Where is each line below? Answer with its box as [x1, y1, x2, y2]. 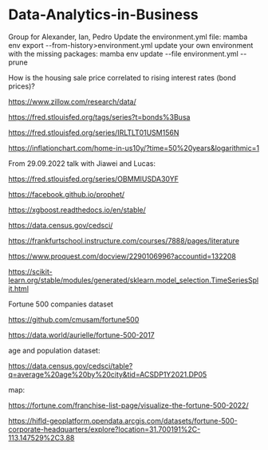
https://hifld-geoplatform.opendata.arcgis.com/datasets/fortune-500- [8, 416, 238, 425]
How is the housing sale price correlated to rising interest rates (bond [8, 73, 237, 82]
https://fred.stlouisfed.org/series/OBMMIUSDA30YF [8, 174, 179, 184]
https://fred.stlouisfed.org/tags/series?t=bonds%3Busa [8, 112, 191, 121]
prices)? [8, 81, 36, 91]
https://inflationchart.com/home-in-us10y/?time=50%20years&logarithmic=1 [8, 143, 260, 152]
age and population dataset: [8, 345, 100, 355]
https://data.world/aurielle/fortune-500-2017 [8, 330, 155, 340]
